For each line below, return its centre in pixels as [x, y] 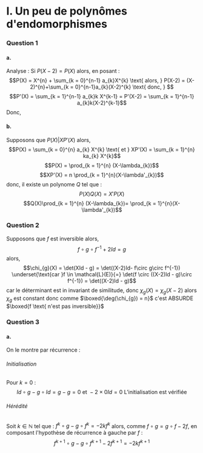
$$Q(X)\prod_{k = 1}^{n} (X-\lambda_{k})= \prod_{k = [90, 203]
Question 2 [23, 225]
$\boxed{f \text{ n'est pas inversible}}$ [55, 306]
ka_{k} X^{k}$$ [102, 155]
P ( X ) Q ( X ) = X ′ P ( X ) [102, 194]
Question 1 [22, 43]
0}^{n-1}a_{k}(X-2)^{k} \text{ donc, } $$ [124, 87]
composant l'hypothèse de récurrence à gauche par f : [75, 433]
